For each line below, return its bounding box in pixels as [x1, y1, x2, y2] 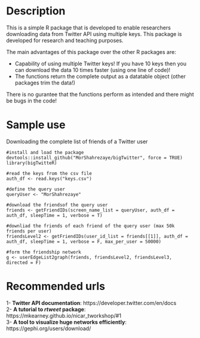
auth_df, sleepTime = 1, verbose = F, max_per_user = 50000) [6, 239, 162, 245]
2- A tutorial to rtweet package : [6, 306, 86, 313]
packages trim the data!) [14, 79, 76, 86]
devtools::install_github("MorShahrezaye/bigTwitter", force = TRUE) [6, 155, 183, 161]
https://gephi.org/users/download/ [6, 325, 91, 332]
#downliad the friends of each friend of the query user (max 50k [6, 223, 175, 229]
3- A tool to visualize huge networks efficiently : [6, 318, 127, 325]
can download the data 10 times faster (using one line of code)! [14, 66, 171, 73]
